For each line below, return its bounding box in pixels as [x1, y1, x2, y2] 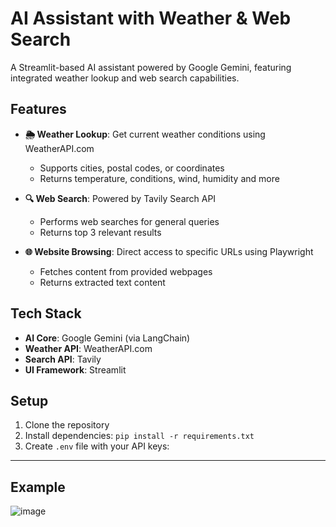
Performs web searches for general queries [39, 215, 220, 227]
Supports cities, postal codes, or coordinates [39, 162, 225, 174]
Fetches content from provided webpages [39, 265, 213, 277]
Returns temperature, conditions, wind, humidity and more [39, 172, 280, 184]
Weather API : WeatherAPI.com [24, 342, 153, 354]
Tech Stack [10, 305, 82, 322]
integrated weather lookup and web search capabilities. [10, 72, 240, 84]
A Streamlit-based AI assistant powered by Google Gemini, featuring [10, 61, 292, 73]
